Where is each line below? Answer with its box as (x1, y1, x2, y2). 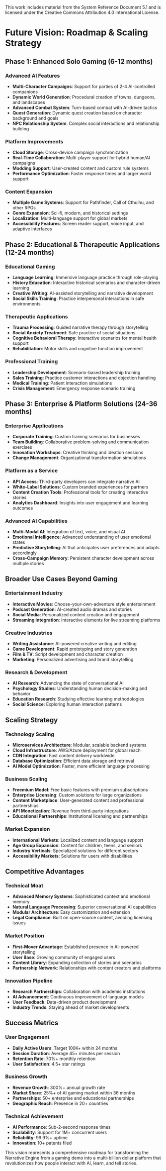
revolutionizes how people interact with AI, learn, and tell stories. (5, 1160, 138, 1166)
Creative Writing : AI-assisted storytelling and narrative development (12, 291, 153, 296)
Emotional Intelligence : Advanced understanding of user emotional (12, 534, 151, 540)
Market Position (5, 932, 45, 939)
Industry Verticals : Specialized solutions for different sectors (12, 848, 138, 854)
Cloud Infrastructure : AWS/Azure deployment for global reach (12, 747, 141, 753)
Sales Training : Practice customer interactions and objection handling (12, 375, 156, 381)
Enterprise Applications (5, 422, 64, 429)
